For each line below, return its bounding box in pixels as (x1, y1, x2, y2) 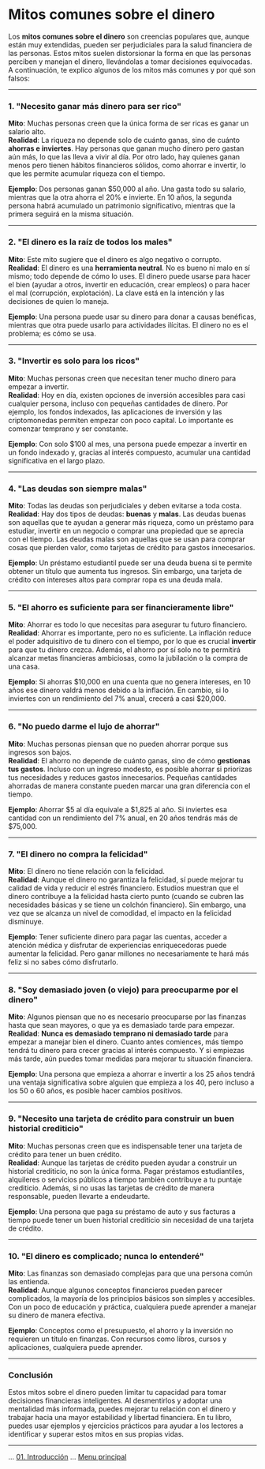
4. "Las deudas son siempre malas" (8, 483, 147, 494)
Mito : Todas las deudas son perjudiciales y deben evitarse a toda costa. (8, 501, 242, 511)
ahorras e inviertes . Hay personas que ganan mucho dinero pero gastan (8, 144, 244, 153)
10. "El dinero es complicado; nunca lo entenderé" (8, 1250, 204, 1261)
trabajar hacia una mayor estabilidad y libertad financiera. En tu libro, (8, 1413, 232, 1422)
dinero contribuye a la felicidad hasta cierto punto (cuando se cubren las (8, 892, 244, 901)
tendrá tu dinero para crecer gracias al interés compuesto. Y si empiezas (8, 1046, 244, 1055)
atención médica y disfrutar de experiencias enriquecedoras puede (8, 941, 227, 950)
